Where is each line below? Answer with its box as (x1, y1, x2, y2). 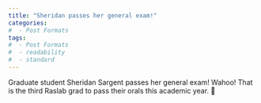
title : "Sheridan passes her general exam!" (8, 11, 157, 20)
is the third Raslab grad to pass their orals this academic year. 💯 (8, 86, 216, 95)
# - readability (8, 48, 66, 56)
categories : (8, 19, 47, 27)
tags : (8, 33, 26, 42)
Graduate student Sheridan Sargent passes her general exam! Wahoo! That (8, 77, 253, 87)
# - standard (8, 56, 55, 64)
